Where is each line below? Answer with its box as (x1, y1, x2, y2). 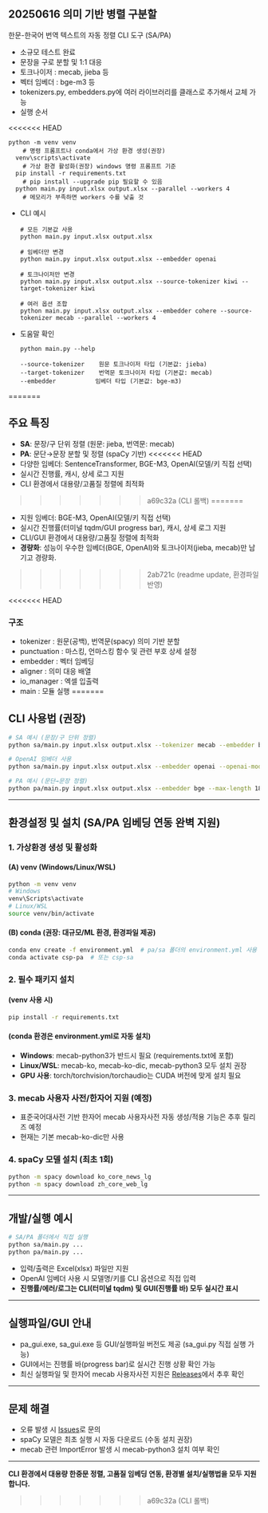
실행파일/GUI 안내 (8, 1317, 92, 1330)
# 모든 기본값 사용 (19, 226, 73, 234)
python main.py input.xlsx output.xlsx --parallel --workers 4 (15, 184, 230, 193)
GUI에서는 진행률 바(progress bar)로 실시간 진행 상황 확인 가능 (19, 1359, 216, 1369)
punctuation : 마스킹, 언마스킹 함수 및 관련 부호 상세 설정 (19, 646, 197, 656)
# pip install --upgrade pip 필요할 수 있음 (22, 178, 164, 186)
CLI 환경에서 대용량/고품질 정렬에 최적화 (19, 479, 145, 488)
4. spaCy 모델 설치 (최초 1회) (8, 1154, 114, 1165)
